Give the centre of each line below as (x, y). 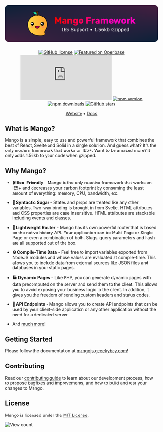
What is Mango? (30, 129)
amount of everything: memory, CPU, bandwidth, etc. (65, 193)
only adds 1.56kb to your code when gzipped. (51, 156)
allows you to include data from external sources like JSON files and (80, 263)
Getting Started (29, 339)
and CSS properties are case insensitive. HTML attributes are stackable (83, 213)
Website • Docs (81, 113)
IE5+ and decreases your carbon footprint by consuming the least (78, 188)
